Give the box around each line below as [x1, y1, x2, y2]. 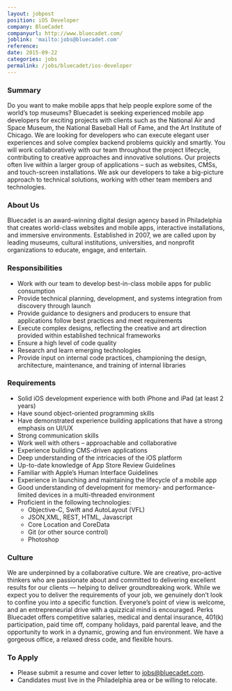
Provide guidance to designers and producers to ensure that [17, 309, 191, 317]
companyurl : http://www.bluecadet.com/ [7, 29, 123, 37]
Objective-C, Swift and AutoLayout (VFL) [27, 505, 145, 514]
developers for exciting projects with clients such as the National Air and [7, 116, 215, 124]
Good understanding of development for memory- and [17, 483, 174, 491]
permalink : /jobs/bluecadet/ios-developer [7, 62, 132, 69]
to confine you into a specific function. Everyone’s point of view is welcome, [7, 598, 226, 606]
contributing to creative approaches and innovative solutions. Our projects [7, 153, 221, 161]
